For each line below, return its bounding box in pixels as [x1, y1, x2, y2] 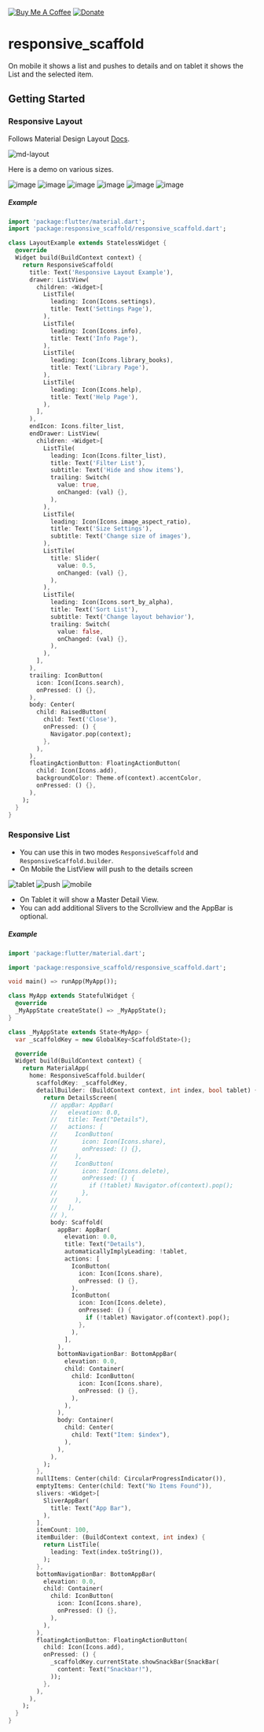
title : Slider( [49, 554, 101, 562]
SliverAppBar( [42, 1496, 90, 1505]
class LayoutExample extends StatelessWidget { [8, 239, 167, 248]
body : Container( [57, 1416, 114, 1425]
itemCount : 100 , [36, 1526, 90, 1534]
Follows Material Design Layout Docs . [8, 134, 130, 143]
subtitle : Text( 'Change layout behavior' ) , [49, 613, 195, 620]
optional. [19, 911, 49, 921]
